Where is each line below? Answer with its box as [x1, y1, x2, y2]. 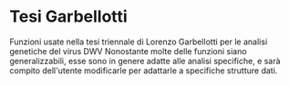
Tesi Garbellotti [9, 6, 128, 27]
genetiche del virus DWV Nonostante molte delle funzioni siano [9, 45, 248, 56]
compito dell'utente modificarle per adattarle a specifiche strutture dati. [9, 65, 278, 76]
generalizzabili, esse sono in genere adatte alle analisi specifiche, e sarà [9, 55, 281, 66]
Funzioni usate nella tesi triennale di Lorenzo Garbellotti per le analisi [9, 36, 268, 47]
